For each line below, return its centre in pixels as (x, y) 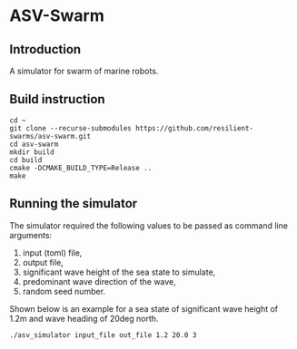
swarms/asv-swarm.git (50, 136)
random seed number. (64, 291)
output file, (43, 262)
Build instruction (58, 99)
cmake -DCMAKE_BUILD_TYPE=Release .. (81, 168)
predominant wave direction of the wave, (99, 281)
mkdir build (32, 152)
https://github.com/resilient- (194, 128)
